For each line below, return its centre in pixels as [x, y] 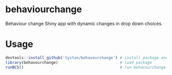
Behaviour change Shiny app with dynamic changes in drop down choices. [84, 23]
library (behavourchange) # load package [79, 62]
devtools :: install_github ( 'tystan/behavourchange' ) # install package [82, 58]
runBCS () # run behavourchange [86, 67]
